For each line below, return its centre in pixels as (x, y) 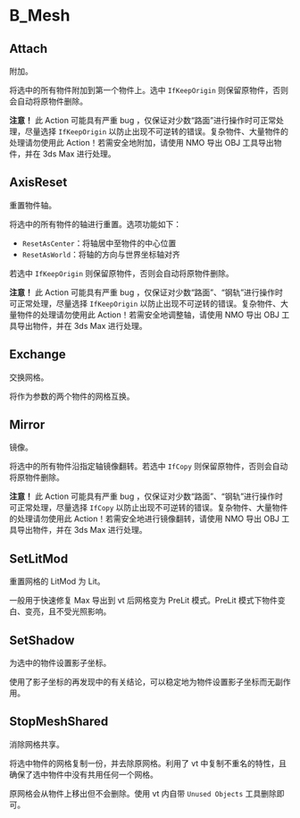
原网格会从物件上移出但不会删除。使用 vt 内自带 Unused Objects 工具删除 (143, 793)
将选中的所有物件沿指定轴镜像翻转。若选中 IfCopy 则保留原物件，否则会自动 (149, 467)
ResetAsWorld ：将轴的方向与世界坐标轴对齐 (101, 254)
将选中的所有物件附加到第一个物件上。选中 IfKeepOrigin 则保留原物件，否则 (149, 90)
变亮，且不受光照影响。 (68, 611)
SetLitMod (39, 558)
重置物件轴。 (33, 205)
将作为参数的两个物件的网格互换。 (72, 396)
